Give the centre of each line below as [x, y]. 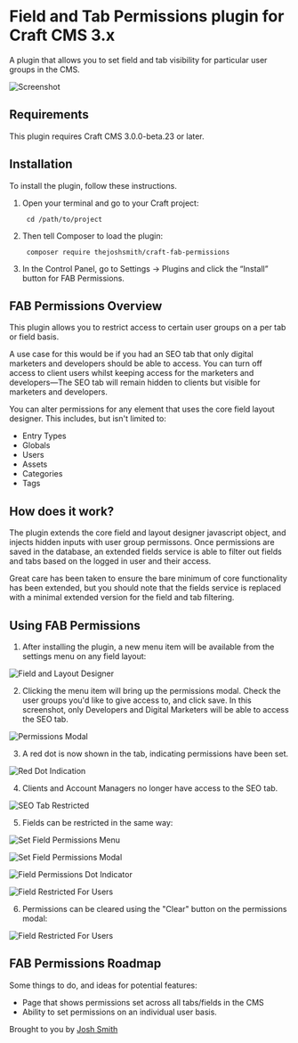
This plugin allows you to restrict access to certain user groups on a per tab [148, 328]
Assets [35, 464]
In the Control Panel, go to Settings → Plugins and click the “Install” [145, 268]
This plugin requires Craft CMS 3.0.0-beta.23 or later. [107, 136]
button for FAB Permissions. [73, 278]
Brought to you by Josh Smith [64, 1029]
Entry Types [44, 436]
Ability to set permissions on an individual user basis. [120, 1012]
